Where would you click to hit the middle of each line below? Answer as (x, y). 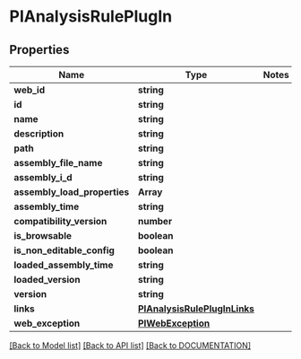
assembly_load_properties (72, 192)
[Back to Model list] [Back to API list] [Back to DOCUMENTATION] (130, 346)
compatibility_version (60, 221)
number (155, 221)
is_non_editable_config (64, 250)
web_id (30, 90)
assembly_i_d (43, 177)
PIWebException (174, 323)
